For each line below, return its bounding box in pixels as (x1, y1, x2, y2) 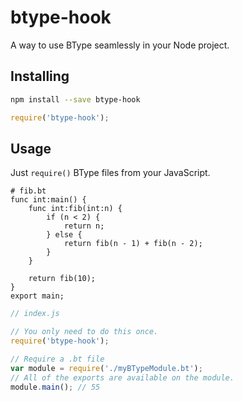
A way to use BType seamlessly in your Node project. (10, 39, 230, 51)
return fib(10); (28, 274, 97, 284)
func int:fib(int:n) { (28, 204, 123, 214)
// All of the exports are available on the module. (10, 372, 235, 383)
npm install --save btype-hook (10, 94, 141, 105)
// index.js (10, 309, 60, 319)
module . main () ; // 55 (10, 382, 101, 392)
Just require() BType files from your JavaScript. (10, 167, 211, 179)
